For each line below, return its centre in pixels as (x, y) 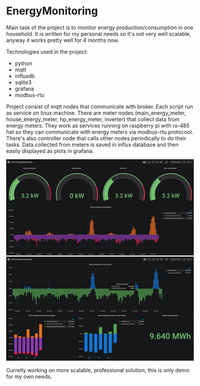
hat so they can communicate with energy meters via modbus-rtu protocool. (100, 132)
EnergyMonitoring (52, 11)
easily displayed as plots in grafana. (50, 151)
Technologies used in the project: (47, 51)
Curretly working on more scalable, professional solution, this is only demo (98, 370)
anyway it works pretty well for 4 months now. (63, 40)
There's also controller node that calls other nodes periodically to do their (96, 138)
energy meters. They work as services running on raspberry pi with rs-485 (98, 125)
